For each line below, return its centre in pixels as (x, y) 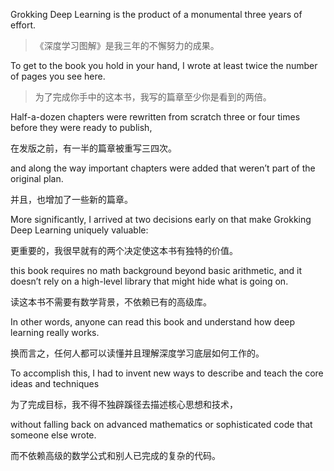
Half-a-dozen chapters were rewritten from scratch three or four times (155, 117)
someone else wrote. (53, 435)
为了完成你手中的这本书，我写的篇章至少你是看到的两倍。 (153, 97)
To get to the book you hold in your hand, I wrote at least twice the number (164, 65)
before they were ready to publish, (81, 127)
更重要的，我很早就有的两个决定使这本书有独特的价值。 (124, 250)
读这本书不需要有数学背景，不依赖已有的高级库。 (111, 302)
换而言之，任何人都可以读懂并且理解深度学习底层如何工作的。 (137, 353)
